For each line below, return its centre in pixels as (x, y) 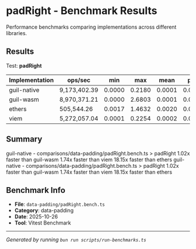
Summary (24, 139)
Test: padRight (24, 65)
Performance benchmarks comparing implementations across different (91, 27)
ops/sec (78, 80)
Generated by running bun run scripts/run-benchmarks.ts (76, 240)
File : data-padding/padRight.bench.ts (60, 204)
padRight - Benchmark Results (82, 11)
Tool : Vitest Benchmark (43, 223)
